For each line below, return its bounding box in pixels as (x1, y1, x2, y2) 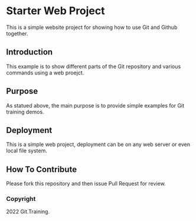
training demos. (6, 108, 44, 115)
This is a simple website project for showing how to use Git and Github (6, 24, 178, 31)
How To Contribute (6, 164, 77, 174)
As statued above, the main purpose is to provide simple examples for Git (6, 102, 185, 109)
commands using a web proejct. (6, 69, 84, 76)
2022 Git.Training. (6, 208, 50, 215)
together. (6, 30, 28, 37)
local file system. (6, 147, 47, 154)
